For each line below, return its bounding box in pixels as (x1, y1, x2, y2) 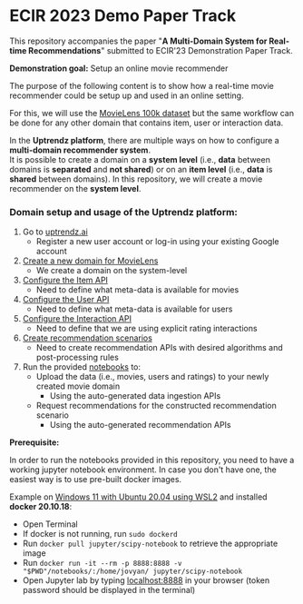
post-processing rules (35, 352, 120, 363)
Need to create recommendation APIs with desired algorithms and (35, 342, 283, 353)
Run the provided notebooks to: (22, 361, 142, 372)
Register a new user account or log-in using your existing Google (35, 236, 279, 247)
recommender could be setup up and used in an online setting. (9, 90, 244, 101)
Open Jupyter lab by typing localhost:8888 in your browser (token (22, 575, 270, 586)
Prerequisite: (9, 437, 60, 448)
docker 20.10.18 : (9, 501, 73, 512)
